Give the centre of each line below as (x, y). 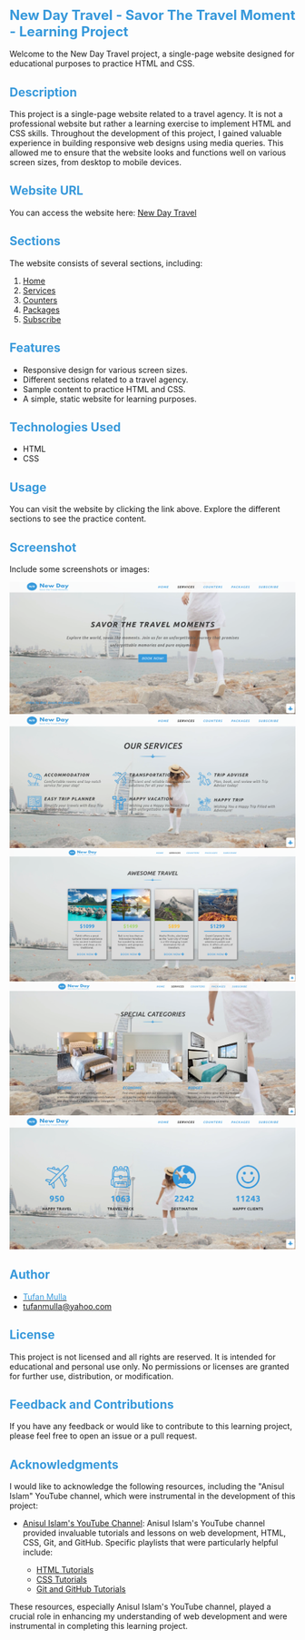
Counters (40, 300)
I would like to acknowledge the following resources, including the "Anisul (147, 1487)
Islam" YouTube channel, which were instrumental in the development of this (152, 1497)
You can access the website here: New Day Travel (103, 212)
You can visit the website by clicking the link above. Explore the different (145, 509)
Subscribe (42, 319)
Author (30, 1274)
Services (39, 290)
